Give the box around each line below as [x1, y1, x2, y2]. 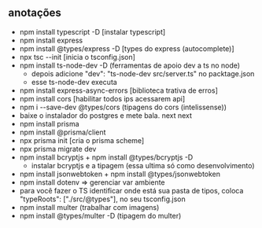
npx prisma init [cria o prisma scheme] [19, 135, 145, 145]
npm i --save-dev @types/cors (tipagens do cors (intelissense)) [19, 102, 227, 112]
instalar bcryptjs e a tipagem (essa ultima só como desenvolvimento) [31, 160, 255, 170]
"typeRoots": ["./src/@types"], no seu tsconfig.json [19, 194, 186, 204]
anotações [8, 6, 61, 20]
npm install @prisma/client [19, 127, 106, 137]
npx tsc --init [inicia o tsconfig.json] [19, 52, 136, 61]
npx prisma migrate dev [19, 144, 97, 153]
